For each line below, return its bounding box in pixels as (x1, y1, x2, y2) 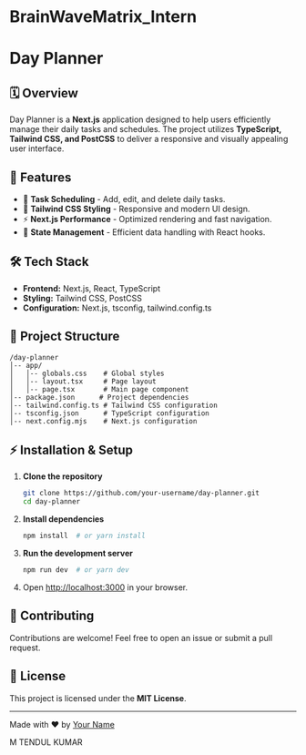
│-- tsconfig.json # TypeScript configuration (9, 408, 209, 418)
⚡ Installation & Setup (9, 443, 134, 458)
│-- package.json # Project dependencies (9, 393, 189, 402)
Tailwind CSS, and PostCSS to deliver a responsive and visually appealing (9, 134, 289, 145)
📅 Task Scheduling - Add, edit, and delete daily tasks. (22, 194, 226, 204)
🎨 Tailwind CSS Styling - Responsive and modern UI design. (22, 203, 250, 214)
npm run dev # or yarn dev (22, 566, 129, 575)
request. (9, 642, 41, 653)
